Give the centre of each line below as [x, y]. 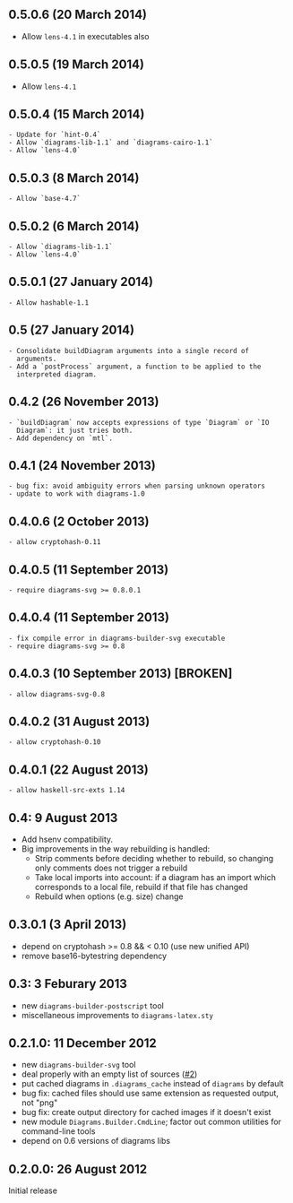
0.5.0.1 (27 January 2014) [81, 282]
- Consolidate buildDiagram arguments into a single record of [129, 351]
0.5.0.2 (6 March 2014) [74, 226]
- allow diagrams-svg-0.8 [56, 694]
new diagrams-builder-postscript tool [93, 1005]
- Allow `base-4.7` [45, 199]
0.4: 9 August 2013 [63, 818]
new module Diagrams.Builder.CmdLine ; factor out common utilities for [151, 1122]
